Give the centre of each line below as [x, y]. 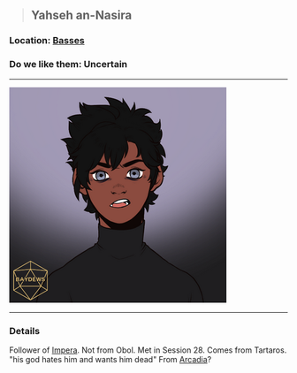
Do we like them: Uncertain [69, 65]
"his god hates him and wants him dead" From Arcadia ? [110, 359]
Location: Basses [47, 41]
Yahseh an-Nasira [81, 15]
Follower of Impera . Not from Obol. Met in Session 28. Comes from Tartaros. [148, 350]
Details [25, 331]
